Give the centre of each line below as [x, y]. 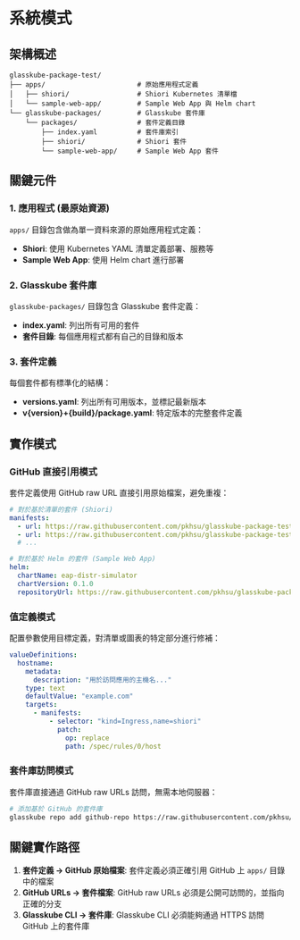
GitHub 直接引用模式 [54, 472]
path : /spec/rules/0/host [114, 746]
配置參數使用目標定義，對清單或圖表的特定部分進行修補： [115, 638]
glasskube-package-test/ [55, 75]
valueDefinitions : [43, 655]
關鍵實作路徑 [45, 847]
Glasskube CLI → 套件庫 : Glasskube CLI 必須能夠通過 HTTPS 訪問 [143, 915]
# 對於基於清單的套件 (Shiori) [61, 509]
